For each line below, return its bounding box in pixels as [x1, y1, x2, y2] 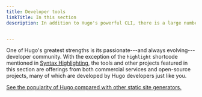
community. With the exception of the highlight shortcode [32, 53, 179, 60]
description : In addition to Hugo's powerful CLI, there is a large [6, 20, 182, 26]
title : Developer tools [6, 8, 66, 15]
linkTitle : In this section [6, 14, 77, 20]
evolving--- [167, 47, 195, 54]
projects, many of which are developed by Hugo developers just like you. [6, 72, 187, 80]
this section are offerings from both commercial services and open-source [6, 66, 191, 73]
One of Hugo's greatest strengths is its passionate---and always [6, 47, 166, 54]
